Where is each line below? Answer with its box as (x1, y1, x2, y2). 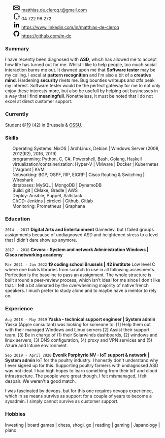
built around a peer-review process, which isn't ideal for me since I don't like (5, 277, 161, 283)
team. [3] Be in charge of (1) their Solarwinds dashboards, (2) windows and (5, 332, 158, 338)
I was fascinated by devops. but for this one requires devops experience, (5, 388, 153, 394)
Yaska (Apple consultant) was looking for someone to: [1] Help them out (5, 322, 151, 328)
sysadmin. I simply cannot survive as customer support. (5, 399, 119, 404)
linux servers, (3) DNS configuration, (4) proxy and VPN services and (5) (5, 337, 153, 343)
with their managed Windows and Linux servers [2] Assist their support (5, 327, 150, 333)
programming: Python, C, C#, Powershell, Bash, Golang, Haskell (12, 156, 142, 162)
